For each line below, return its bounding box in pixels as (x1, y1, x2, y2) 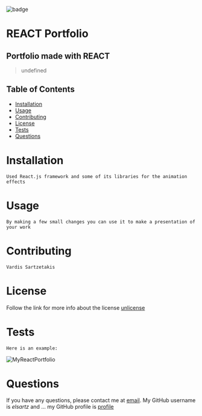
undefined (21, 67, 47, 74)
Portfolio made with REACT (6, 51, 110, 61)
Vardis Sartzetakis (6, 264, 55, 270)
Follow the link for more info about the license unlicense (6, 304, 145, 311)
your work (6, 224, 31, 230)
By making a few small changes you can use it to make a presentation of (6, 219, 196, 225)
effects (6, 179, 26, 185)
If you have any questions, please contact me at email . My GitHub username (6, 397, 196, 404)
